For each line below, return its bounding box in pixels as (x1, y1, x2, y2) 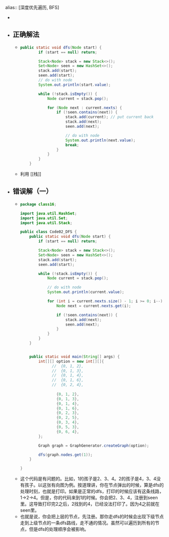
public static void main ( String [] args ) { (29, 354, 120, 359)
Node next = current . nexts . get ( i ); (56, 303, 131, 308)
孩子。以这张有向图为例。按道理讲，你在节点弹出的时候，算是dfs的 (24, 482, 164, 488)
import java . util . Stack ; (20, 220, 73, 226)
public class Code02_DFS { (20, 229, 77, 235)
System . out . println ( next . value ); (65, 138, 136, 143)
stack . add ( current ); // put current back (65, 115, 154, 120)
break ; (65, 142, 79, 147)
